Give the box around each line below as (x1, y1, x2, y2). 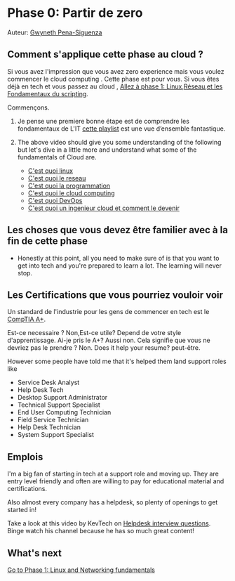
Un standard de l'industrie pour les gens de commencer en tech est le (7, 308, 210, 316)
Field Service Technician (17, 416, 89, 424)
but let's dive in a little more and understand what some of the (17, 145, 197, 154)
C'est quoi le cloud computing (27, 188, 115, 197)
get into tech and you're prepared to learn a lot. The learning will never (17, 261, 222, 270)
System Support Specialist (17, 431, 95, 439)
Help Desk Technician (17, 423, 81, 431)
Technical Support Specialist (17, 400, 100, 409)
